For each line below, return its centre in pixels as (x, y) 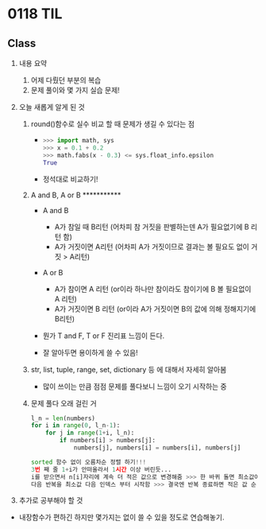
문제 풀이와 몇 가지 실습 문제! (75, 90)
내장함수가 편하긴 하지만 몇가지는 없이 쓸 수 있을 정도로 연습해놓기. (121, 517)
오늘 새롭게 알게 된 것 (52, 107)
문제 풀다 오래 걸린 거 (64, 403)
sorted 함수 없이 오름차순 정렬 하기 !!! (89, 462)
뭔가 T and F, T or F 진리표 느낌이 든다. (104, 336)
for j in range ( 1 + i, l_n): (90, 433)
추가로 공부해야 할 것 (51, 500)
